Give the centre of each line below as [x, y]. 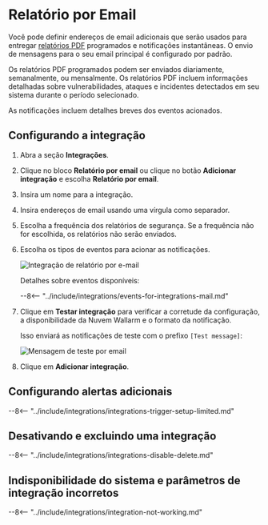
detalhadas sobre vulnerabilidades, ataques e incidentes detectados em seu [134, 86]
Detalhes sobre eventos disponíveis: [80, 280]
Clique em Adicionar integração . [74, 367]
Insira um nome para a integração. [76, 194]
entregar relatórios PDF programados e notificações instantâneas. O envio [131, 45]
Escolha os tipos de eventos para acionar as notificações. [115, 249]
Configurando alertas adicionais [90, 392]
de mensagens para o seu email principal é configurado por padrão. [120, 54]
